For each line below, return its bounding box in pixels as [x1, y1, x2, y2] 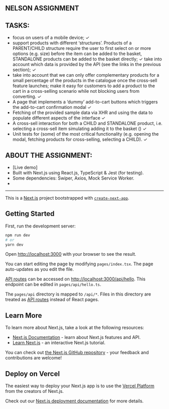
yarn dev [5, 242, 24, 247]
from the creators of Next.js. [5, 388, 64, 394]
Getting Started [5, 209, 55, 218]
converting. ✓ [12, 93, 42, 100]
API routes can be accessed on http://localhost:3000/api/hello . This [5, 276, 146, 282]
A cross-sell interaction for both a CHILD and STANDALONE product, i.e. [12, 121, 162, 127]
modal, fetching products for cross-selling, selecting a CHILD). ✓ [12, 136, 147, 143]
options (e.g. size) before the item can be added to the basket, [12, 50, 142, 57]
